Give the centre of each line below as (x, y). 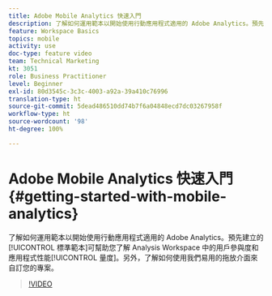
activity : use (32, 46)
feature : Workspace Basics (54, 31)
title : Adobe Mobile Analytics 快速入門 (75, 16)
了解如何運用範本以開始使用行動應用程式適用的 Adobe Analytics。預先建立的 (136, 237)
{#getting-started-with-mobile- (117, 196)
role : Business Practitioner (57, 76)
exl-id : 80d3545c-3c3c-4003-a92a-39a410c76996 (88, 91)
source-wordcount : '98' (49, 122)
